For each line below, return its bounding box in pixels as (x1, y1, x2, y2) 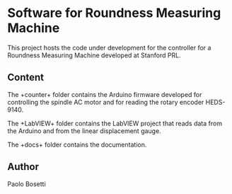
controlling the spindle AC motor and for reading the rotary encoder (7, 98, 204, 106)
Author (7, 161, 39, 173)
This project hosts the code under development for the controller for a (7, 43, 211, 52)
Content (7, 72, 45, 84)
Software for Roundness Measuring (7, 5, 221, 21)
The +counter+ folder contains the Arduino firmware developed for (7, 90, 202, 98)
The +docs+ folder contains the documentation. (7, 140, 147, 149)
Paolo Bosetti (7, 179, 46, 188)
